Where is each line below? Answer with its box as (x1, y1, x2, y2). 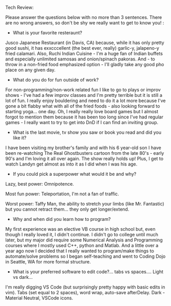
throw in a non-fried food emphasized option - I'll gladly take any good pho (5, 62, 164, 67)
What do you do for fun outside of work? (12, 77, 99, 83)
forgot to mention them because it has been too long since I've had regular (5, 114, 163, 120)
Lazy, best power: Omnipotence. (5, 181, 74, 187)
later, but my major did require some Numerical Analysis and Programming (5, 237, 163, 243)
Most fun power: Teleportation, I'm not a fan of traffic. (5, 191, 119, 197)
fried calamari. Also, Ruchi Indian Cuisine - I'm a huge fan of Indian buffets (5, 51, 163, 56)
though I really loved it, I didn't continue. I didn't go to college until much (5, 232, 158, 237)
